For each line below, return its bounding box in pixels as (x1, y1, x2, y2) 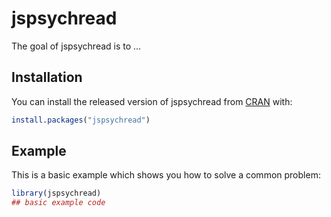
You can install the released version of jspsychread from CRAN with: (11, 95, 293, 107)
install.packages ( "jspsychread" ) (11, 115, 151, 125)
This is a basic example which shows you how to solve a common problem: (11, 169, 321, 181)
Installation (11, 69, 83, 86)
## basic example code (11, 198, 106, 208)
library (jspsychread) (11, 188, 102, 199)
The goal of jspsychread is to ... (11, 40, 142, 52)
